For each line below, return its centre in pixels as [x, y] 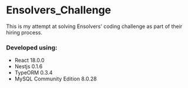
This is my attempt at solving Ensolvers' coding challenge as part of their [94, 26]
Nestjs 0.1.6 [28, 66]
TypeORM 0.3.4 [33, 73]
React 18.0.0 [29, 60]
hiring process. [24, 32]
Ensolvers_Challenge [59, 10]
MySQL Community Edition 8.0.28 [56, 79]
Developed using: [32, 47]
